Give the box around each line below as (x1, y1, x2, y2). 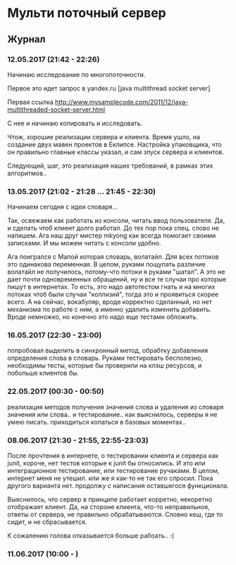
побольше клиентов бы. (7, 369, 80, 378)
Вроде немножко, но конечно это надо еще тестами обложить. (7, 313, 199, 321)
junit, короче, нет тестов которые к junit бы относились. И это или (7, 459, 206, 467)
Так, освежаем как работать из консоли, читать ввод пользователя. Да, (7, 216, 225, 225)
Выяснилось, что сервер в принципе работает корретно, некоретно (7, 495, 213, 503)
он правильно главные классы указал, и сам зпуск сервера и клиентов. (7, 147, 224, 156)
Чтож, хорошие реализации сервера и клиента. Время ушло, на (7, 132, 201, 141)
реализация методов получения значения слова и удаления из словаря (7, 402, 224, 411)
